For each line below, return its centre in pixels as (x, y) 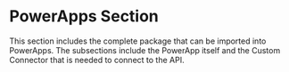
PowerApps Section (84, 16)
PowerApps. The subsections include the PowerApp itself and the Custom (145, 50)
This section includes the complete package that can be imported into (138, 41)
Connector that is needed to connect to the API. (97, 60)
